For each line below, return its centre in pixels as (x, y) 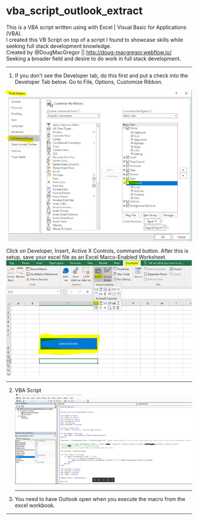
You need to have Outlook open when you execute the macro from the (100, 499)
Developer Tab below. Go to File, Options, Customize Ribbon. (89, 81)
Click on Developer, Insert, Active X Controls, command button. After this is (97, 251)
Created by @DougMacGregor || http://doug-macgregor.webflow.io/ (89, 52)
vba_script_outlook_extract (75, 11)
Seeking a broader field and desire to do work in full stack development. (94, 58)
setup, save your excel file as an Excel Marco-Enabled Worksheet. (86, 257)
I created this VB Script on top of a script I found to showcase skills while (95, 40)
